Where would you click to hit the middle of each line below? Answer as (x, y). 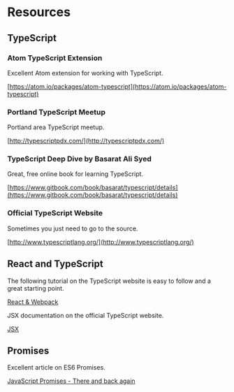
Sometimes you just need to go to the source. (73, 228)
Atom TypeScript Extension (55, 58)
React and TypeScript (55, 264)
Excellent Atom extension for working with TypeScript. (85, 73)
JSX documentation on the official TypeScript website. (86, 315)
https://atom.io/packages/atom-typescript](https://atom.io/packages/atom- (118, 86)
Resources (39, 12)
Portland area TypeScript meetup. (56, 127)
